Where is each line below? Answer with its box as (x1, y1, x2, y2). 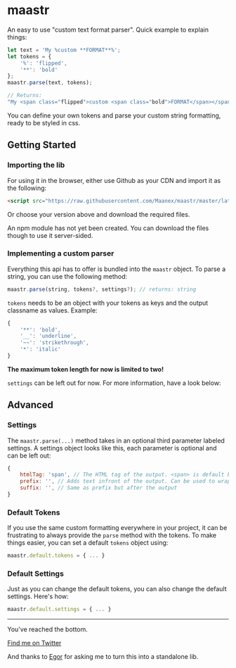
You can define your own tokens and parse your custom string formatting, (7, 111, 221, 120)
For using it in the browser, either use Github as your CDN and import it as (7, 176, 221, 184)
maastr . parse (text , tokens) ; (7, 80, 93, 87)
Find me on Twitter (7, 639, 62, 648)
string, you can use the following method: (7, 272, 128, 280)
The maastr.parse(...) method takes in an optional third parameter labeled (7, 436, 225, 445)
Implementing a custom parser (7, 248, 114, 258)
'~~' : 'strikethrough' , (20, 339, 90, 346)
